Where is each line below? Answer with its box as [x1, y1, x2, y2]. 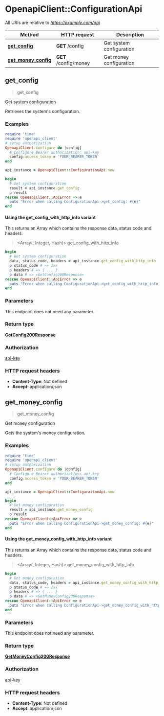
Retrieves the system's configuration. [5, 108, 81, 114]
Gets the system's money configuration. [5, 430, 85, 436]
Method [20, 31, 39, 38]
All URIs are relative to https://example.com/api [5, 20, 100, 25]
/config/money [56, 60, 90, 67]
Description [116, 31, 144, 38]
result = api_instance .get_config [9, 185, 80, 190]
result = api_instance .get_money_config [9, 508, 93, 512]
